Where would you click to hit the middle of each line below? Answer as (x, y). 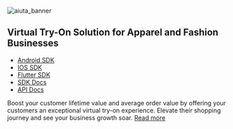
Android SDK (36, 60)
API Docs (30, 89)
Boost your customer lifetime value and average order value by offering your (116, 103)
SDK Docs (32, 82)
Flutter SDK (34, 75)
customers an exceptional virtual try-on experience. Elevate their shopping (114, 110)
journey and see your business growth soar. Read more (86, 117)
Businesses (33, 43)
